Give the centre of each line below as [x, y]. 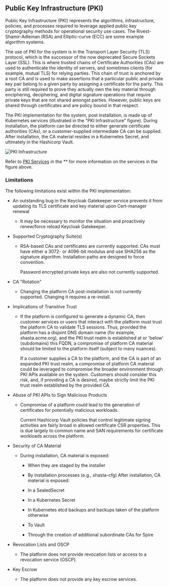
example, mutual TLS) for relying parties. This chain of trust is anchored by [83, 73]
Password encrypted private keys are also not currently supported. [90, 272]
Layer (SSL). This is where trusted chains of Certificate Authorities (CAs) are [84, 62]
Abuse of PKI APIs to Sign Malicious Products [60, 395]
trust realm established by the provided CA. [65, 385]
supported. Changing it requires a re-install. [65, 297]
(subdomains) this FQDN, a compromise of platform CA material [86, 343]
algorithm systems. [25, 42]
